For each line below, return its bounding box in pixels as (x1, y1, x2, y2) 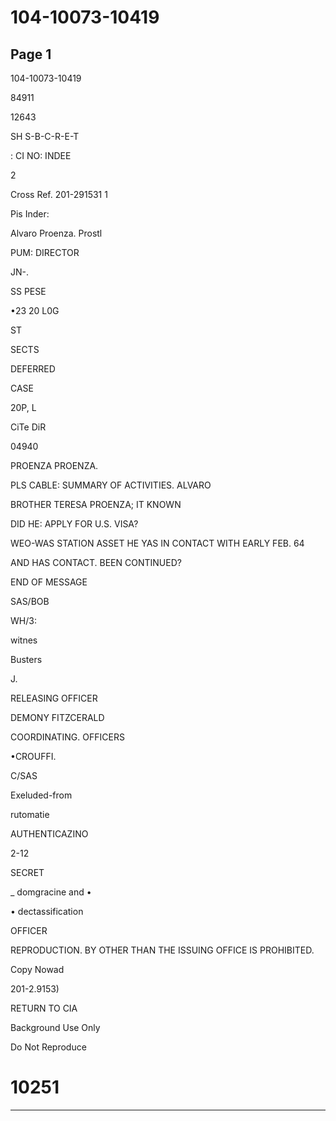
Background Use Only (10, 1022, 101, 1033)
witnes (10, 634, 38, 646)
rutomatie (10, 809, 50, 820)
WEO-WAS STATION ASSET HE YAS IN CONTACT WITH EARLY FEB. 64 (10, 537, 305, 549)
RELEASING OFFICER (10, 692, 98, 704)
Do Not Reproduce (10, 1041, 87, 1053)
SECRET (10, 867, 45, 878)
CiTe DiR (10, 421, 47, 433)
